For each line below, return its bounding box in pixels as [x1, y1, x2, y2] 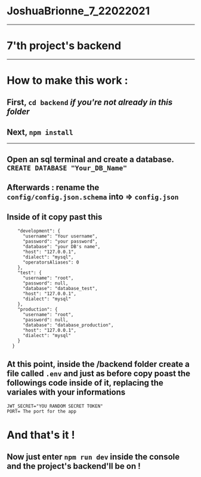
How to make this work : [7, 74, 128, 87]
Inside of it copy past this [7, 212, 103, 222]
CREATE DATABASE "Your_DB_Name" [7, 163, 128, 172]
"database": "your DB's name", [22, 243, 101, 249]
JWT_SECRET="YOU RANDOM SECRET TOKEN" [7, 403, 103, 409]
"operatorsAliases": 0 [22, 259, 79, 265]
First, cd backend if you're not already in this [7, 97, 173, 108]
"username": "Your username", [22, 233, 98, 239]
